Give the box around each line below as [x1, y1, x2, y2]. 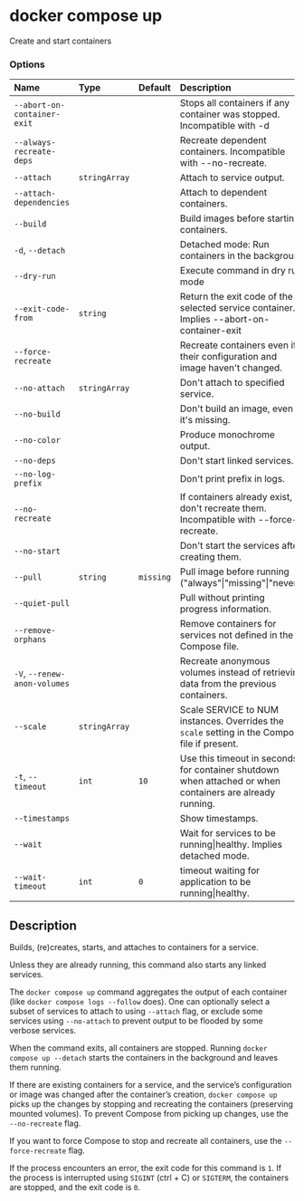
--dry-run [14, 271, 56, 282]
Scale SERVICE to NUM [179, 704, 279, 716]
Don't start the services [179, 540, 280, 552]
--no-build [14, 409, 61, 419]
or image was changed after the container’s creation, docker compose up [9, 1089, 278, 1100]
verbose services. [9, 1025, 77, 1036]
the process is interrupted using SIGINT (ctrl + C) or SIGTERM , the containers [9, 1172, 290, 1183]
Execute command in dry [179, 264, 287, 277]
